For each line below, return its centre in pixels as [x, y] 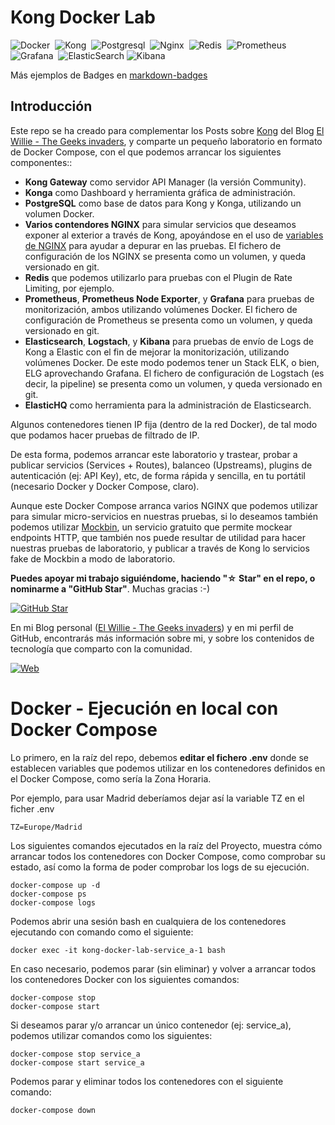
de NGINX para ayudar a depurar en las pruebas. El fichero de [153, 245]
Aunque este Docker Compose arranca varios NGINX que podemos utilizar [164, 505]
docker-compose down [53, 1110]
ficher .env [32, 808]
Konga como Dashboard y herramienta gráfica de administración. [160, 192]
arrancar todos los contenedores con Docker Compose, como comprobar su [168, 856]
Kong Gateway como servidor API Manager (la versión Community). [165, 182]
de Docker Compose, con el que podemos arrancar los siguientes [146, 152]
